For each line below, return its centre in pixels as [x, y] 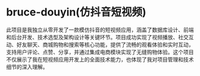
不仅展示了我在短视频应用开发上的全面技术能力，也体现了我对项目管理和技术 [100, 59]
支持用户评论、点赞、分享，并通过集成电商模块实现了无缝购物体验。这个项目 [100, 52]
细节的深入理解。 [27, 66]
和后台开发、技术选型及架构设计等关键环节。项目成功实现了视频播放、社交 [97, 37]
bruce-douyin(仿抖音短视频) [76, 12]
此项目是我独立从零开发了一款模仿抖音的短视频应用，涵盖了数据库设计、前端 [100, 30]
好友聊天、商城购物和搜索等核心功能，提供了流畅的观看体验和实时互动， [105, 45]
